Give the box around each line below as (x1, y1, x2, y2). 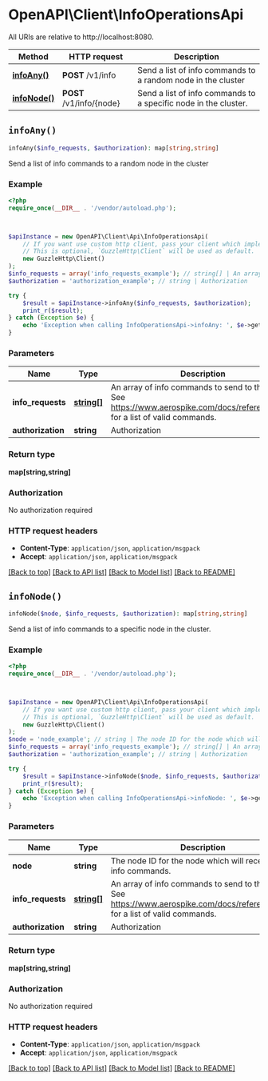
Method (18, 50, 49, 62)
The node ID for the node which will (110, 855, 244, 866)
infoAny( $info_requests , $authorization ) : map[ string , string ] (8, 144, 219, 152)
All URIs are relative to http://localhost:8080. (8, 32, 154, 42)
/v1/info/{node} (62, 98, 120, 109)
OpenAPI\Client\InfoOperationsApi (8, 6, 244, 24)
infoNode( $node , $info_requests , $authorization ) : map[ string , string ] (8, 610, 248, 618)
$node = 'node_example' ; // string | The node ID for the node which (8, 735, 245, 743)
